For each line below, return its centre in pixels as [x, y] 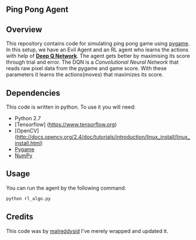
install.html [27, 143]
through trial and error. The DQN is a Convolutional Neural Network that [92, 62]
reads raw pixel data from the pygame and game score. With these [86, 68]
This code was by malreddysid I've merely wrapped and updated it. [87, 231]
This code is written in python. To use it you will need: [71, 107]
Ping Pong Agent [37, 10]
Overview [24, 29]
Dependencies [33, 93]
